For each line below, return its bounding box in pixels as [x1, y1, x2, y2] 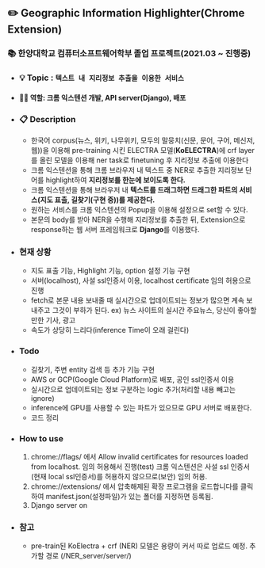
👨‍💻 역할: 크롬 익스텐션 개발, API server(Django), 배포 [18, 93, 186, 102]
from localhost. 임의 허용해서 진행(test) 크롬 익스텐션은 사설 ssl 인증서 [30, 462, 251, 471]
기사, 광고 [45, 315, 76, 325]
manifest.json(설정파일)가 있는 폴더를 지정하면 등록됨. [45, 492, 213, 501]
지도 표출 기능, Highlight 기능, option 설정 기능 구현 [30, 266, 190, 276]
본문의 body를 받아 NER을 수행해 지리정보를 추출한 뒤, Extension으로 [30, 215, 246, 224]
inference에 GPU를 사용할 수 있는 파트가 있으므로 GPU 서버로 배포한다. [30, 402, 252, 412]
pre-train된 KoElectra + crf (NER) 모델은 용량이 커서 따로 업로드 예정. [30, 541, 248, 551]
